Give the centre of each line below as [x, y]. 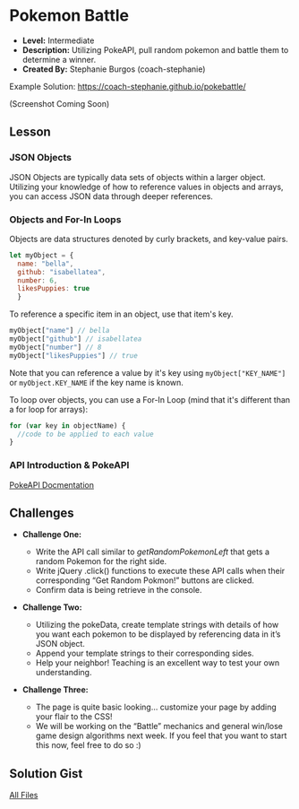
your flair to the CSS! [74, 717]
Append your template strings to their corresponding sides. [145, 653]
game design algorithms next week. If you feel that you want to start [161, 735]
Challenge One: [52, 535]
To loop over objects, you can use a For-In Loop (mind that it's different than [150, 399]
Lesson [30, 132]
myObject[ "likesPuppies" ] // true [74, 355]
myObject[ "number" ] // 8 [56, 347]
